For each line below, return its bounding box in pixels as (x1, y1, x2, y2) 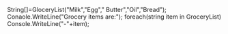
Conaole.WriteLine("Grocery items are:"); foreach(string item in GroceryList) (7, 13, 222, 21)
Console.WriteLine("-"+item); (7, 20, 90, 27)
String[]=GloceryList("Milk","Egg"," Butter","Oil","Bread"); (7, 6, 167, 13)
